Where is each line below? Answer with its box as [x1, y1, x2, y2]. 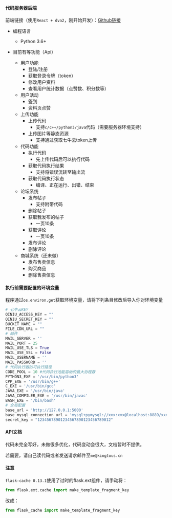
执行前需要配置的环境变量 [5, 284, 59, 290]
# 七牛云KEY [5, 307, 29, 312]
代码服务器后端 [5, 5, 37, 11]
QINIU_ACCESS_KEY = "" [5, 312, 54, 317]
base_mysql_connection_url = [5, 412, 68, 417]
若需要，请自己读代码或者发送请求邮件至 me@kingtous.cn [5, 452, 123, 458]
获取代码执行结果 [28, 162, 64, 169]
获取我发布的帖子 [28, 214, 64, 220]
